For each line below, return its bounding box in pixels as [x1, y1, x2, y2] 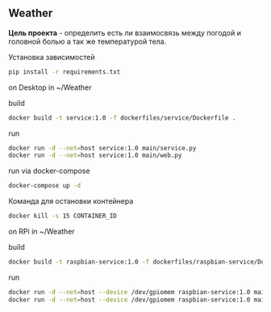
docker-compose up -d [8, 182, 81, 190]
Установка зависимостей [8, 52, 95, 61]
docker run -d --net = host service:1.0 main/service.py [8, 144, 197, 152]
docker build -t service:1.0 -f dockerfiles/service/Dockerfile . [8, 113, 236, 122]
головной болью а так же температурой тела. [8, 36, 167, 46]
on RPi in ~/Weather [8, 226, 75, 237]
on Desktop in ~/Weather [8, 82, 92, 92]
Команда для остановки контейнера [8, 196, 134, 206]
